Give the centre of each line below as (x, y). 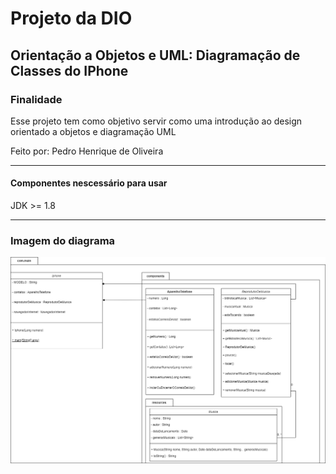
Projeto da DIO (71, 18)
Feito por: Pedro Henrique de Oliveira (87, 151)
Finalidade (36, 99)
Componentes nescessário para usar (89, 183)
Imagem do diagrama (63, 240)
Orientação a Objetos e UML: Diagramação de (155, 55)
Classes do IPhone (69, 70)
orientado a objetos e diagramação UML (93, 131)
